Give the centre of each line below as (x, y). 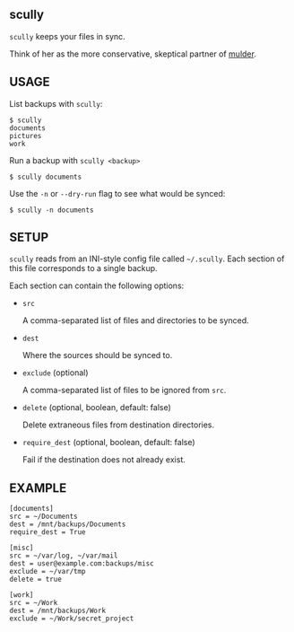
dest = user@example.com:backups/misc (82, 564)
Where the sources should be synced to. (97, 355)
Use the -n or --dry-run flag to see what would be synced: (117, 193)
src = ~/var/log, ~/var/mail (64, 556)
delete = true (36, 579)
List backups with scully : (56, 103)
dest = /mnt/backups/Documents (68, 524)
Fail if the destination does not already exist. (104, 460)
